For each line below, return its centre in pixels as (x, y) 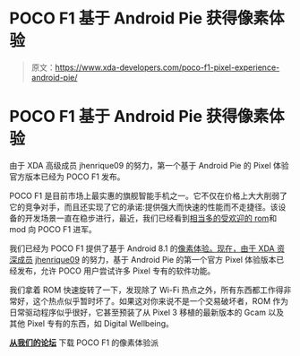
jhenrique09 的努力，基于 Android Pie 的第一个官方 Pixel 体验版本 (155, 259)
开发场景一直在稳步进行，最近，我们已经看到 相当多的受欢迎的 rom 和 (151, 218)
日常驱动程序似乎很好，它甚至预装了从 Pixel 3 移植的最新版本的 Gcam (138, 312)
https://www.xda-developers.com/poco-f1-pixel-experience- (167, 67)
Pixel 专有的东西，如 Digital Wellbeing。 (100, 323)
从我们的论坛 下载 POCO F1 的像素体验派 (84, 343)
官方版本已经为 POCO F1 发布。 (67, 177)
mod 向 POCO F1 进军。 (53, 229)
